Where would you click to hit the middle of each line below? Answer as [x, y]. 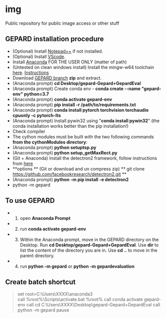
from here [23, 163]
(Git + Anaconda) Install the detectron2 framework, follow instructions [85, 158]
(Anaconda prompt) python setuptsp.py [54, 147]
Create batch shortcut [41, 282]
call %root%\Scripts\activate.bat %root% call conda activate [80, 299]
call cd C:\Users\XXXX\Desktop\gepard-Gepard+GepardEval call [93, 305]
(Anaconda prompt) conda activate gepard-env [62, 99]
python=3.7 [37, 94]
